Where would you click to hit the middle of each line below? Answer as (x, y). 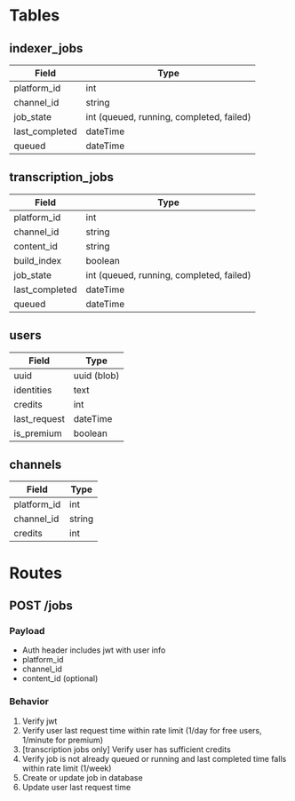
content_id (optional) (60, 678)
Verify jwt (40, 721)
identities (33, 390)
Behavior (29, 702)
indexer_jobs (46, 48)
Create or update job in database (83, 777)
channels (36, 465)
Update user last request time (76, 787)
